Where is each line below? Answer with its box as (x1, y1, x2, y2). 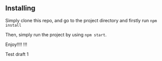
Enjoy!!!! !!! (5, 41, 28, 47)
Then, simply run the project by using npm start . (5, 31, 107, 37)
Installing (5, 4, 36, 13)
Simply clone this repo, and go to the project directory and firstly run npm (5, 17, 157, 23)
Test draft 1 (5, 51, 29, 57)
